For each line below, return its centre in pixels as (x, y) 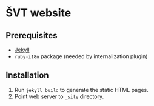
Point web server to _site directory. (59, 96)
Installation (27, 75)
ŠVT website (38, 13)
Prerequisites (32, 35)
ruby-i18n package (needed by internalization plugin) (81, 56)
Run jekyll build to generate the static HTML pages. (82, 90)
